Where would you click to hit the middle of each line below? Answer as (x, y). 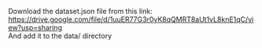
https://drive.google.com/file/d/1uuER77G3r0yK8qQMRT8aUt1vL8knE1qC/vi (131, 19)
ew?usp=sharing (35, 27)
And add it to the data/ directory (60, 36)
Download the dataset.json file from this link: (80, 11)
